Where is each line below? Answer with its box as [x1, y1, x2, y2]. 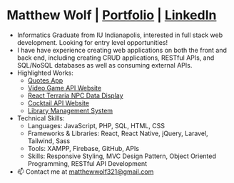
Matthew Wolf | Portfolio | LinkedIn [6, 7, 217, 23]
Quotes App [27, 75, 63, 85]
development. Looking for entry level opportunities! [16, 38, 168, 46]
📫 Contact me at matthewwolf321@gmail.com [16, 167, 154, 176]
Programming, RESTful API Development [27, 159, 148, 167]
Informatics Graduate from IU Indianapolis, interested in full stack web [16, 31, 223, 39]
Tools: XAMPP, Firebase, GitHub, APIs [27, 144, 140, 152]
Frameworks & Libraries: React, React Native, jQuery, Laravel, [27, 129, 208, 137]
